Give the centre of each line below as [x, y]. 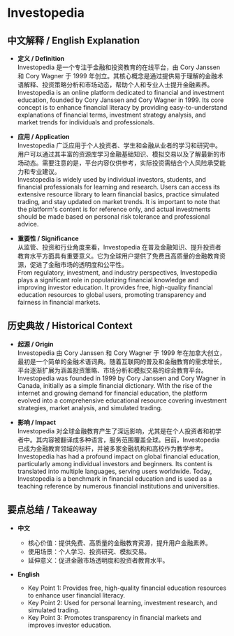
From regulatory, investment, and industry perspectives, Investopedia [117, 273]
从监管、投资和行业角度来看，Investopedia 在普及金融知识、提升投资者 [119, 247]
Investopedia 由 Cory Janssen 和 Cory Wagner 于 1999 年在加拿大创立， [121, 353]
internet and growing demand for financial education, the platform [112, 393]
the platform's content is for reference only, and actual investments [114, 209]
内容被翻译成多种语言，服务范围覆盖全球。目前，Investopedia [131, 440]
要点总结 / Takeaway [52, 510]
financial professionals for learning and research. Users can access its [118, 187]
